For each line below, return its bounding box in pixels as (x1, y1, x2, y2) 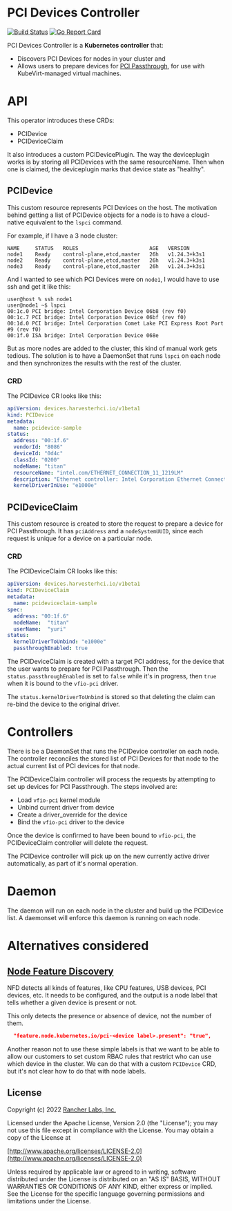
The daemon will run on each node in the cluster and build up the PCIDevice (7, 906, 224, 915)
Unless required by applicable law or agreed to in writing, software (7, 1167, 197, 1176)
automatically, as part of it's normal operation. (7, 859, 138, 868)
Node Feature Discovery (7, 965, 114, 977)
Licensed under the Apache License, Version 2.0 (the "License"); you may (7, 1118, 218, 1127)
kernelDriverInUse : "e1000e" (13, 482, 97, 489)
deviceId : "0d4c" (13, 450, 64, 457)
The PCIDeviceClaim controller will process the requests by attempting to (7, 775, 216, 783)
